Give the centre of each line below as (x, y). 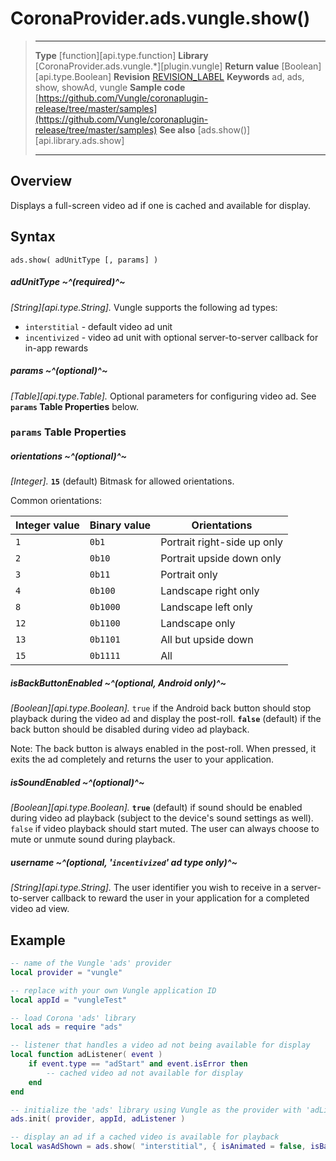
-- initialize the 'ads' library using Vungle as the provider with (156, 1110)
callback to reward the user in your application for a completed (180, 898)
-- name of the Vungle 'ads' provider (91, 963)
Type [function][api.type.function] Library (121, 55)
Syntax (33, 237)
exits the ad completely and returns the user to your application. (142, 759)
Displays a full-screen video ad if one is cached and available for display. (161, 205)
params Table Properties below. (74, 406)
